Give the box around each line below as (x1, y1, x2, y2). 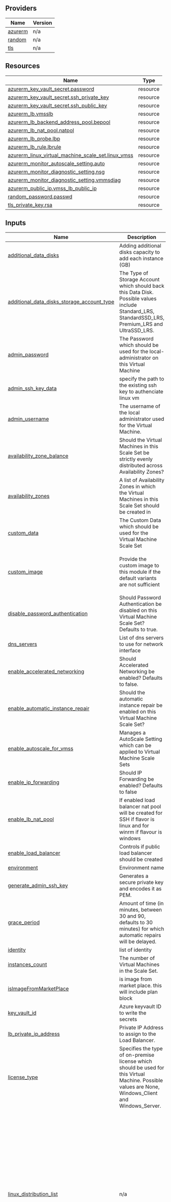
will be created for (119, 810, 163, 817)
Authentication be (119, 601, 162, 608)
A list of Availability (119, 476, 164, 484)
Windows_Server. (119, 1103, 161, 1110)
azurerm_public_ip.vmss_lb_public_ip (8, 184, 97, 192)
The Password (119, 335, 154, 342)
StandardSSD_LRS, (119, 314, 164, 322)
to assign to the (119, 1030, 156, 1037)
